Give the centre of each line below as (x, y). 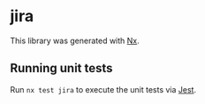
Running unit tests (61, 68)
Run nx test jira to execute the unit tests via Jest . (103, 89)
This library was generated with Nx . (75, 41)
